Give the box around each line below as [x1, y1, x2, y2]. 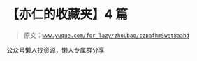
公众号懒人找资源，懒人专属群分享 [6, 46, 105, 54]
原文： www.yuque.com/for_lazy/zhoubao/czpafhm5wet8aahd [23, 31, 190, 39]
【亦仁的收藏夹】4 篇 [6, 6, 129, 22]
